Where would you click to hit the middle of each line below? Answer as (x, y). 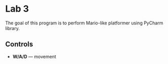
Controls (19, 44)
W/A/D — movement (34, 56)
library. (13, 28)
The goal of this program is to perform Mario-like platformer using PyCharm (84, 23)
